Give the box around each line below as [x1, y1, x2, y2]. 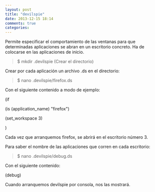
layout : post [5, 7, 32, 12]
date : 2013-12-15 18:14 [5, 16, 54, 21]
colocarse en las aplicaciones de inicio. [5, 49, 85, 55]
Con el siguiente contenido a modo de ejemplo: [5, 87, 100, 93]
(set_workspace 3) [5, 115, 43, 121]
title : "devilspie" [5, 12, 45, 17]
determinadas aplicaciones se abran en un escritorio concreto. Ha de [5, 44, 145, 50]
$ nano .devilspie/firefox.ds [17, 78, 72, 84]
